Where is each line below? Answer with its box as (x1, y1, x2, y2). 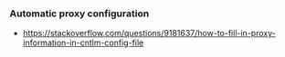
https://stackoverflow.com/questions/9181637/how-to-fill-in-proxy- (22, 28, 276, 39)
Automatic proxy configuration (9, 7, 150, 20)
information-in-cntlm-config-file (22, 37, 144, 48)
